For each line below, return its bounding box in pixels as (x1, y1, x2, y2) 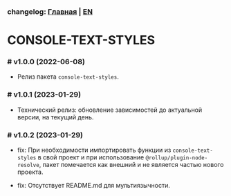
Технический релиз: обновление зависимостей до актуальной (17, 106, 203, 114)
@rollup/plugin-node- (145, 155, 208, 161)
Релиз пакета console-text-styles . (17, 72, 119, 81)
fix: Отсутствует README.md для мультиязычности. (17, 182, 171, 189)
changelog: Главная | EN (7, 7, 93, 17)
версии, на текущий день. (17, 112, 94, 121)
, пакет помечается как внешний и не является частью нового (39, 161, 224, 168)
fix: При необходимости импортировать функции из (17, 146, 172, 154)
